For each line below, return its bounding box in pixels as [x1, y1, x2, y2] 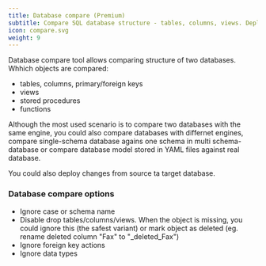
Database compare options [8, 188, 115, 199]
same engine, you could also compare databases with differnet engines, [8, 128, 244, 138]
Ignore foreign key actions [19, 240, 105, 249]
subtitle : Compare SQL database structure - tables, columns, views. [8, 19, 243, 27]
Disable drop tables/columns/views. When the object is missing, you [19, 215, 243, 224]
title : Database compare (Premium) [8, 11, 126, 20]
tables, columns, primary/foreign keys [19, 79, 143, 89]
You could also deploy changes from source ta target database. [8, 169, 216, 178]
